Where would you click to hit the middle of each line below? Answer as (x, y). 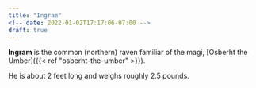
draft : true (28, 30)
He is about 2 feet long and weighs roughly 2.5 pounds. (99, 76)
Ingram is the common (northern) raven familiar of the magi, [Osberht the (128, 53)
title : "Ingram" (35, 15)
